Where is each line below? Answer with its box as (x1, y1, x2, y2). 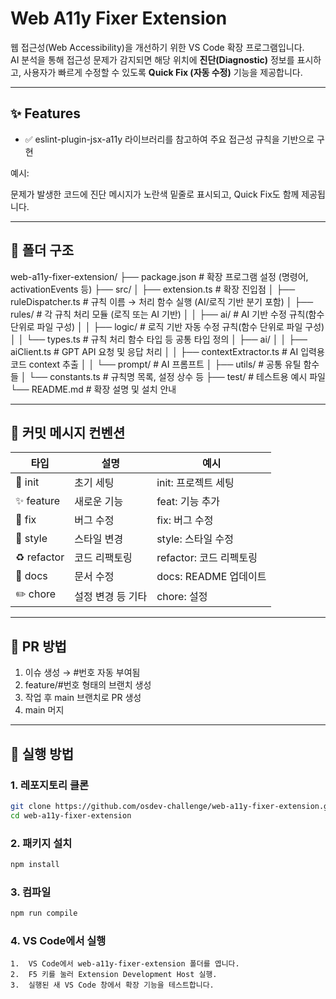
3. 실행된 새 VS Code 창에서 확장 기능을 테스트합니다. (10, 980, 215, 991)
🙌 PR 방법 (10, 638, 67, 655)
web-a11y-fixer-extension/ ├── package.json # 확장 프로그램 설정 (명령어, (10, 270, 309, 282)
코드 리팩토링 (74, 551, 133, 565)
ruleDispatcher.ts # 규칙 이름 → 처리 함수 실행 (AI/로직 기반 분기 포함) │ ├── (10, 295, 314, 307)
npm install (10, 859, 60, 869)
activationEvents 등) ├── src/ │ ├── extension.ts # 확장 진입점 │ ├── (10, 283, 296, 295)
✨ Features (10, 105, 81, 122)
